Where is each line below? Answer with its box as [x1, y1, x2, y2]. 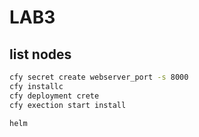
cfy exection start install [9, 100, 127, 110]
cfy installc [9, 81, 64, 91]
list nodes [9, 46, 72, 63]
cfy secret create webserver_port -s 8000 [9, 72, 189, 82]
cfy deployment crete [9, 91, 100, 101]
